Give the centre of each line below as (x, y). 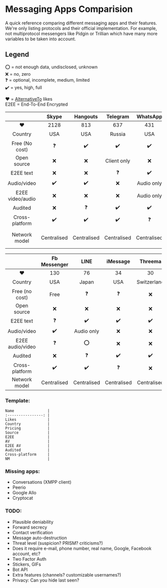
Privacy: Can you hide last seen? (46, 580)
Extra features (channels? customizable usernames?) (67, 575)
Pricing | (28, 429)
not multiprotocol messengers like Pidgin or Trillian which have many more (81, 33)
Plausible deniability (33, 522)
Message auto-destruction (40, 538)
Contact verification (33, 532)
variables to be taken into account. (41, 39)
